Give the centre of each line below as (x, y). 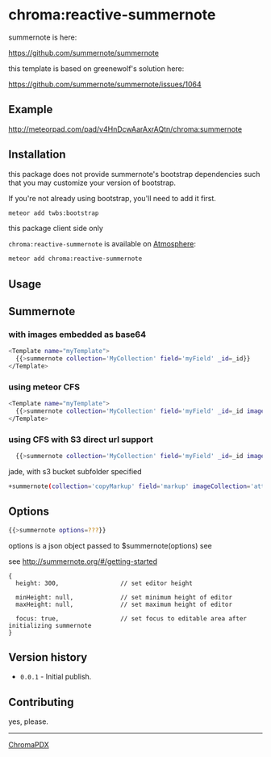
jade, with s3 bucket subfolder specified (75, 472)
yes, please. (28, 721)
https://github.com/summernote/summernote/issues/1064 (105, 84)
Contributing (41, 702)
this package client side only (56, 229)
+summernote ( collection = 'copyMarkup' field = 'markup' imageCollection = (129, 486)
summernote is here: (43, 37)
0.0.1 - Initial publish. (56, 677)
